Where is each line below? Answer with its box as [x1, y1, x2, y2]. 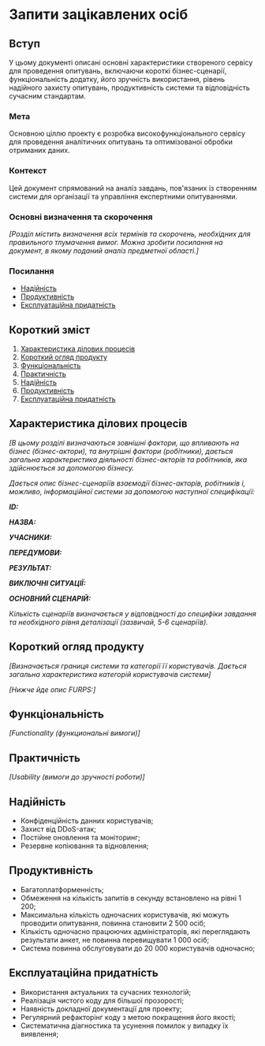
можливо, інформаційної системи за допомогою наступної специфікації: [9, 486, 256, 496]
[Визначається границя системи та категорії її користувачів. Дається [9, 661, 247, 671]
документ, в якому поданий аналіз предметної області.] [9, 246, 200, 255]
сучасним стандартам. [9, 91, 86, 100]
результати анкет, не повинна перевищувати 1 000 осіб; [20, 935, 210, 944]
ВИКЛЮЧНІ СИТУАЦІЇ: [9, 578, 86, 588]
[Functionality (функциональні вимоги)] [9, 728, 140, 738]
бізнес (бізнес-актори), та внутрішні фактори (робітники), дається [9, 446, 233, 456]
